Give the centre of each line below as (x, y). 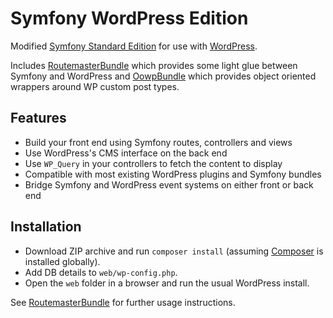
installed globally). (62, 261)
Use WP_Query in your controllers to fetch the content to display (153, 163)
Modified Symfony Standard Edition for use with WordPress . (134, 46)
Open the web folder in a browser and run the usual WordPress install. (167, 283)
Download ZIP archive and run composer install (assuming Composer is (174, 251)
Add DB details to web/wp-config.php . (101, 272)
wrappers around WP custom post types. (95, 86)
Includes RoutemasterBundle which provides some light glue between (154, 65)
